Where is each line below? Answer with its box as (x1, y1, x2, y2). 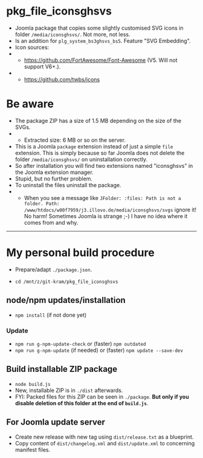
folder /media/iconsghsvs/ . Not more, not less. (14, 30, 130, 38)
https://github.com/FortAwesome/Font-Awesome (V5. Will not (24, 56, 178, 64)
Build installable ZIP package (6, 364, 118, 374)
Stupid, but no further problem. (14, 174, 92, 182)
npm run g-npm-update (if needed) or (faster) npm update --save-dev (14, 347, 183, 354)
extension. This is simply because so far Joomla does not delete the (14, 149, 185, 156)
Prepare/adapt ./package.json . (14, 265, 92, 273)
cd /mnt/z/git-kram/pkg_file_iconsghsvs (14, 279, 118, 285)
